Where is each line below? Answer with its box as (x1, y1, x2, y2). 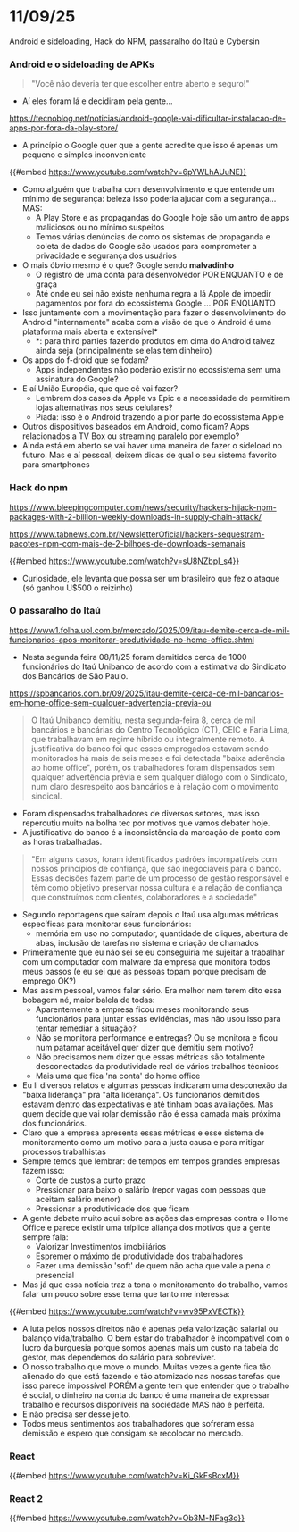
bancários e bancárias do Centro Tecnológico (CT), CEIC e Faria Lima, (30, 724, 290, 734)
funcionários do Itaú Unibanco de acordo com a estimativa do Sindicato (21, 661, 287, 672)
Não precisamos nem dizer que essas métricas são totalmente (35, 1051, 266, 1062)
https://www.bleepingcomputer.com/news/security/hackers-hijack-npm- (9, 502, 277, 513)
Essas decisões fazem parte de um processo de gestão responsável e (30, 873, 290, 883)
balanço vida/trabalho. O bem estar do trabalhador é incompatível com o (21, 1333, 290, 1344)
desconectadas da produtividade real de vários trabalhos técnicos (35, 1060, 279, 1071)
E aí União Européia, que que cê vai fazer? (21, 383, 179, 394)
